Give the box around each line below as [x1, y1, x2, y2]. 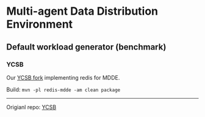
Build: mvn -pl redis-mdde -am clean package [6, 86, 121, 93]
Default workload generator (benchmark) [6, 42, 167, 52]
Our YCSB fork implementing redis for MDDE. [6, 74, 120, 81]
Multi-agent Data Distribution [6, 4, 159, 18]
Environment [6, 17, 73, 31]
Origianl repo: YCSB [6, 103, 57, 111]
